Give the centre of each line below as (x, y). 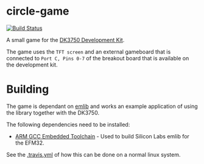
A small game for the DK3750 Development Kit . (65, 40)
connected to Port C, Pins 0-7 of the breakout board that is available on (98, 58)
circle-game (38, 11)
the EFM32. (30, 143)
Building (28, 89)
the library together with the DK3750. (53, 112)
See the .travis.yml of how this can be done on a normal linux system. (93, 154)
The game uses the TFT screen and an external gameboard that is (89, 52)
